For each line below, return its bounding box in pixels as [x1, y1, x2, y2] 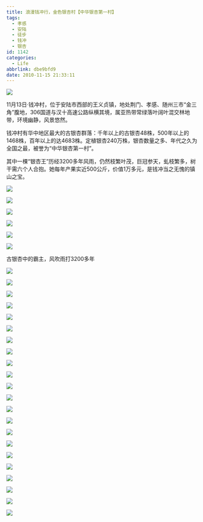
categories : [6, 55, 37, 61]
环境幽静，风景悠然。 [17, 116, 71, 123]
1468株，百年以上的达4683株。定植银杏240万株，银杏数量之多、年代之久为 [6, 137, 197, 144]
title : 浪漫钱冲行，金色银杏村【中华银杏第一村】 [6, 9, 117, 15]
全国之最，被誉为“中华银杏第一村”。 [6, 145, 97, 152]
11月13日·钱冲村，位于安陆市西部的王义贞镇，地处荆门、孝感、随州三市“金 [6, 101, 191, 108]
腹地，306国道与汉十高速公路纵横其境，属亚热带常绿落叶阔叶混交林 [14, 109, 185, 116]
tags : [6, 15, 20, 21]
